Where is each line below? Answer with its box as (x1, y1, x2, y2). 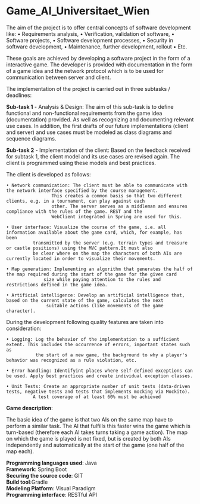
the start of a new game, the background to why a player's (35, 352, 187, 358)
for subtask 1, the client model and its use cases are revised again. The (6, 152, 180, 160)
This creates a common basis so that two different (51, 193, 183, 198)
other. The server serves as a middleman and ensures (51, 203, 187, 209)
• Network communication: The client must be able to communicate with (6, 182, 187, 188)
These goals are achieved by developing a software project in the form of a (6, 54, 190, 62)
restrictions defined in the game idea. (6, 282, 108, 288)
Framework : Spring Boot (6, 465, 67, 473)
